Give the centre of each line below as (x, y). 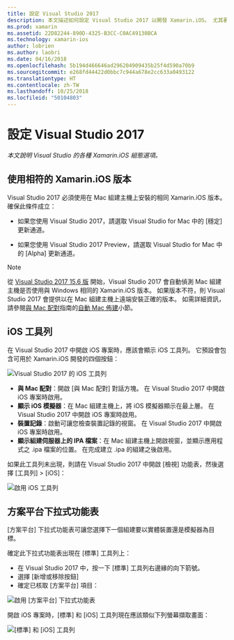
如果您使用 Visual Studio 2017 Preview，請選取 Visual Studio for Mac (116, 244)
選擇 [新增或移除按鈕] (48, 577)
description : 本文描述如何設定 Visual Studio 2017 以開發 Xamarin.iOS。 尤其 (115, 20)
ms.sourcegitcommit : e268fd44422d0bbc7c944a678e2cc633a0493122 (101, 72)
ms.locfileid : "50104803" (45, 98)
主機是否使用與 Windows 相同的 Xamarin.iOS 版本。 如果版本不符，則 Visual (116, 290)
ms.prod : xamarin (32, 26)
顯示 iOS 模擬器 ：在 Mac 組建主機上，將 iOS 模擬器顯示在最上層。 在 (116, 406)
